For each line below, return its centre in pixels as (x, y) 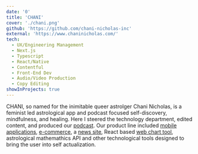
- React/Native (30, 61)
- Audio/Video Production (44, 78)
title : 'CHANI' (25, 17)
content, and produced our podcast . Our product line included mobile (92, 125)
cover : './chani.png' (33, 23)
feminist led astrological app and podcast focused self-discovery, (87, 113)
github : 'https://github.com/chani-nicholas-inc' (69, 28)
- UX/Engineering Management (48, 45)
